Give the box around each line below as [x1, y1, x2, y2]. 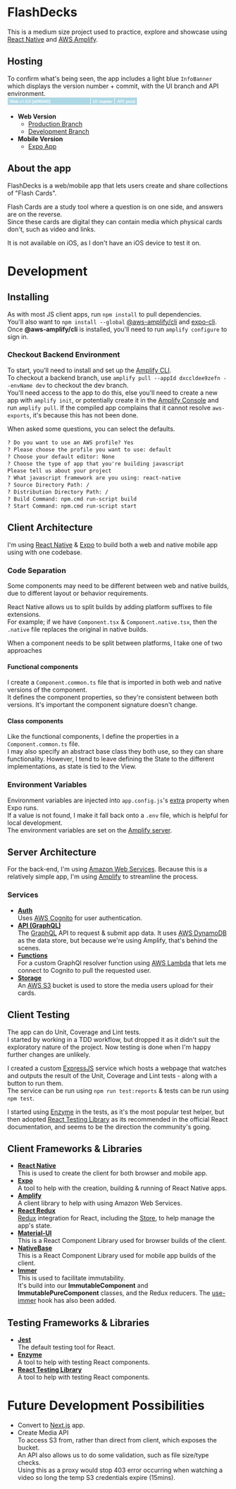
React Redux [17, 1206, 56, 1215]
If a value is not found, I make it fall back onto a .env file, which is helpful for [7, 811, 228, 819]
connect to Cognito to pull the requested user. [17, 966, 151, 974]
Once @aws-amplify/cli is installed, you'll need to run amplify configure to [7, 325, 228, 333]
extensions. [7, 610, 41, 618]
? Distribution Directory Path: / [7, 488, 109, 496]
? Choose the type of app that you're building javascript [7, 460, 185, 467]
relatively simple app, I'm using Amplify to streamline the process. [7, 872, 199, 881]
